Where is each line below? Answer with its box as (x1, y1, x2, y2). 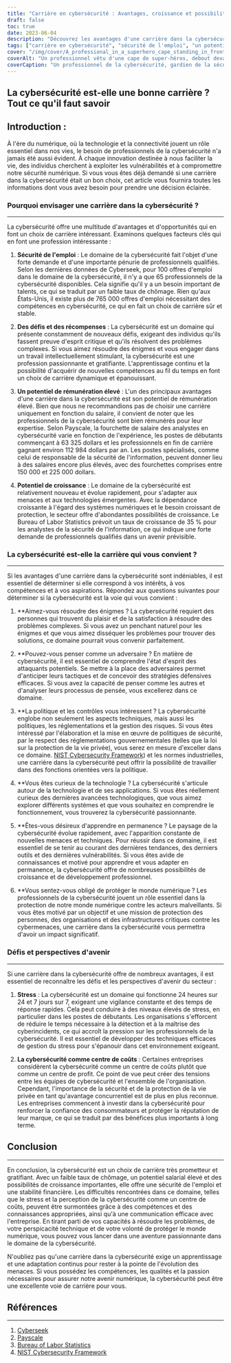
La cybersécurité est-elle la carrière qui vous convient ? (7, 549, 197, 559)
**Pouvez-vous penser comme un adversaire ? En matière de (16, 649, 193, 658)
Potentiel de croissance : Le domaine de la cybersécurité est (16, 481, 191, 489)
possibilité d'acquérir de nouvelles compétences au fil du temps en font (16, 367, 221, 375)
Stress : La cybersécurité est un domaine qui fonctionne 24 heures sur (16, 990, 218, 998)
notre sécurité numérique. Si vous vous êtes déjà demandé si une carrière (7, 168, 217, 176)
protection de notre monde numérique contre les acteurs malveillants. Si (16, 901, 222, 909)
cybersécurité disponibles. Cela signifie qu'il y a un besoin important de (16, 280, 221, 288)
